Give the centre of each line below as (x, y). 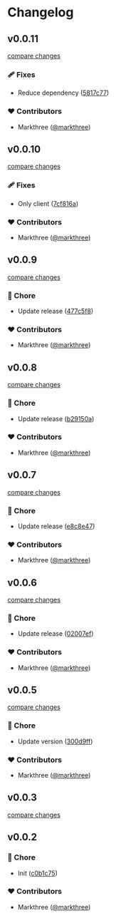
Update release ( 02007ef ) (56, 634)
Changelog (41, 12)
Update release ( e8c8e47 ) (56, 526)
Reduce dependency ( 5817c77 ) (63, 93)
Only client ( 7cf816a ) (48, 203)
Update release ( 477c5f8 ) (56, 311)
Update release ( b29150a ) (56, 418)
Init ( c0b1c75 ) (38, 873)
